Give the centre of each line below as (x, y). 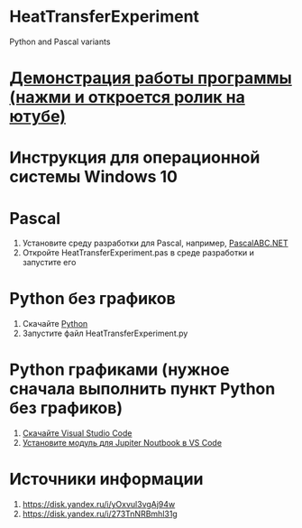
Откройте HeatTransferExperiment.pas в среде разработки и (138, 253)
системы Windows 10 (94, 177)
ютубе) (37, 117)
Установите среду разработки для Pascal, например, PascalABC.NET (155, 243)
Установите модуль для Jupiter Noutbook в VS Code (122, 443)
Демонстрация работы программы (151, 78)
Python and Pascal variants (60, 42)
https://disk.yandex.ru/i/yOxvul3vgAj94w (99, 505)
